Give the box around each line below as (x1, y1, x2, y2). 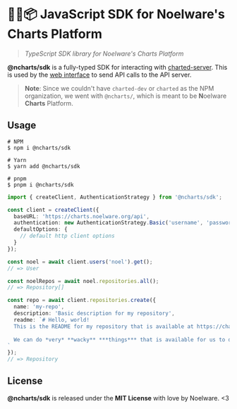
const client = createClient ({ (7, 206, 99, 213)
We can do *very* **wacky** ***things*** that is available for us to (13, 336, 226, 343)
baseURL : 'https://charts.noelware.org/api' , (13, 213, 150, 220)
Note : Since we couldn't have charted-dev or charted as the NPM (24, 84, 214, 92)
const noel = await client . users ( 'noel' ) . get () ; (7, 258, 153, 265)
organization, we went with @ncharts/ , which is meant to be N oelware (24, 92, 227, 100)
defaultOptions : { (13, 226, 68, 233)
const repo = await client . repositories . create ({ (7, 297, 157, 304)
